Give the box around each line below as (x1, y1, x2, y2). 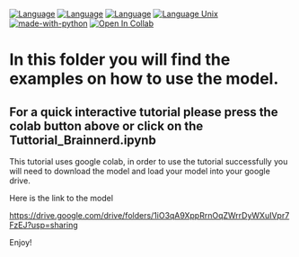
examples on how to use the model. (9, 68, 279, 89)
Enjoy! (9, 237, 33, 247)
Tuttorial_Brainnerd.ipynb (9, 132, 157, 147)
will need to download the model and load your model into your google (9, 166, 271, 176)
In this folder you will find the (9, 49, 231, 70)
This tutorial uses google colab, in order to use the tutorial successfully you (9, 156, 288, 166)
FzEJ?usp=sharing (9, 220, 78, 230)
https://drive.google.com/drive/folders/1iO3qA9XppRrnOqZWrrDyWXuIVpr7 (9, 210, 290, 220)
